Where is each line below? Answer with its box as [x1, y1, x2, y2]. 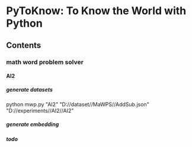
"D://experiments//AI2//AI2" [6, 107, 74, 115]
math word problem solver [6, 58, 84, 66]
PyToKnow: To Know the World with [6, 4, 187, 18]
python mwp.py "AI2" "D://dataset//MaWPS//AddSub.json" [6, 101, 149, 108]
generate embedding [6, 120, 59, 128]
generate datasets [6, 86, 53, 93]
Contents [6, 40, 41, 50]
